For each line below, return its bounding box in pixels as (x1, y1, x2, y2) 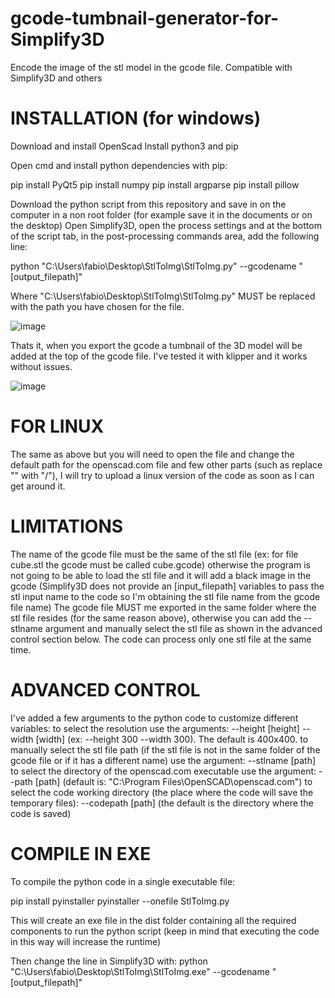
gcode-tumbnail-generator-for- (10, 7, 280, 30)
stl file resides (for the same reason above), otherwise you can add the (10, 612, 302, 624)
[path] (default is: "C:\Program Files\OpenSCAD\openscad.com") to (34, 775, 313, 787)
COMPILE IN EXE (10, 842, 152, 865)
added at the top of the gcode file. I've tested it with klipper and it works (10, 350, 308, 362)
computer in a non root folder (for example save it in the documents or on (10, 208, 313, 221)
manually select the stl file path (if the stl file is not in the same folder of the (10, 743, 321, 756)
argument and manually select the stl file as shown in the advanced (44, 622, 323, 634)
